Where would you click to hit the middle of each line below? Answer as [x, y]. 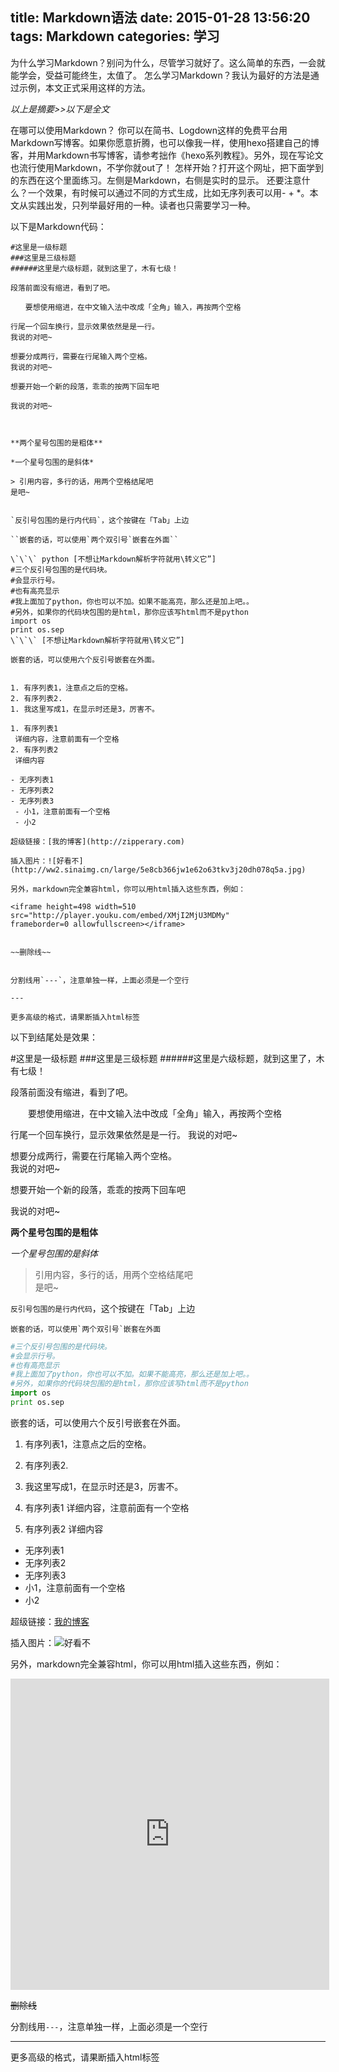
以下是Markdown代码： [58, 226]
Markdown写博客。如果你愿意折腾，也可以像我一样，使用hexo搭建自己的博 [165, 142]
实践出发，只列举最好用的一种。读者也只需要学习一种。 [141, 205]
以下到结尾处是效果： [54, 1037]
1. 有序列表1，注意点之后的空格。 [71, 688]
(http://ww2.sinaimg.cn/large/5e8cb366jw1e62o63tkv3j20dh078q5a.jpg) [158, 869]
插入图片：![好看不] [47, 861]
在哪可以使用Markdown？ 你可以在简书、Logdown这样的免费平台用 [149, 130]
